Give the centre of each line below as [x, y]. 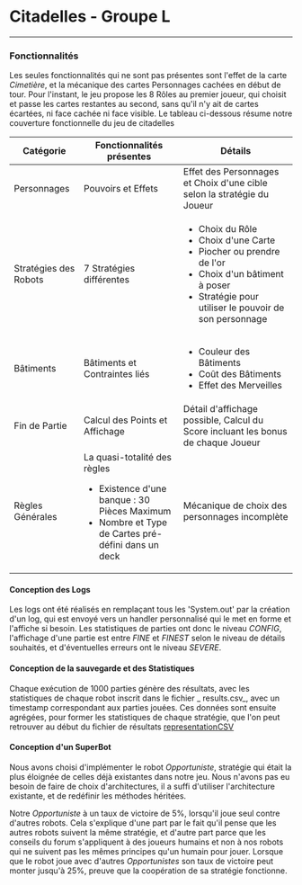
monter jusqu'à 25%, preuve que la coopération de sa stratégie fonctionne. [148, 871]
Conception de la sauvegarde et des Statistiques [102, 668]
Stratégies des [44, 269]
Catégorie [44, 151]
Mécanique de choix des [235, 505]
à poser [214, 285]
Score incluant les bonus [235, 432]
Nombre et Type [133, 523]
